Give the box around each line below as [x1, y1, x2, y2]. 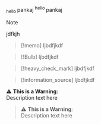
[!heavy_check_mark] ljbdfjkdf [20, 65, 95, 72]
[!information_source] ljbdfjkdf [20, 77, 95, 84]
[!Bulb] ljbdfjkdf [20, 53, 59, 61]
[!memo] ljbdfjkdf [20, 42, 64, 49]
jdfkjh [6, 30, 20, 37]
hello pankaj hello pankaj [6, 5, 62, 15]
